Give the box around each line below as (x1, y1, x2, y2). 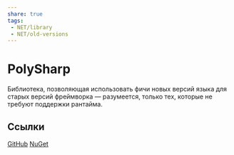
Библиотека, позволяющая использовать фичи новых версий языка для (7, 85, 227, 94)
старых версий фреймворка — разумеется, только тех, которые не (7, 92, 213, 101)
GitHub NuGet (7, 140, 49, 148)
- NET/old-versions (10, 30, 69, 38)
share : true (7, 10, 43, 18)
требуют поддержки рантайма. (7, 100, 103, 109)
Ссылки (7, 121, 45, 133)
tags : (7, 17, 24, 24)
